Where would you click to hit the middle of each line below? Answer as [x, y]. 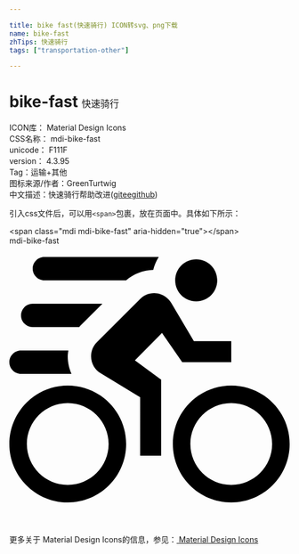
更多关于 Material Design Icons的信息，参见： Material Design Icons [134, 540]
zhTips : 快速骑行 [39, 42]
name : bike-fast [39, 33]
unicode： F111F [39, 150]
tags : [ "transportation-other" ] [69, 50]
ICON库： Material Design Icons [68, 128]
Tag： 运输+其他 [38, 172]
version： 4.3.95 [39, 161]
